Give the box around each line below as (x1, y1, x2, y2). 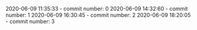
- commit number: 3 (5, 18, 55, 25)
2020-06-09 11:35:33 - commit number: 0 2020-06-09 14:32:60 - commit (5, 5, 188, 12)
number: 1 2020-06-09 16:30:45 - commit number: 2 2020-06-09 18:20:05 (5, 11, 191, 19)
